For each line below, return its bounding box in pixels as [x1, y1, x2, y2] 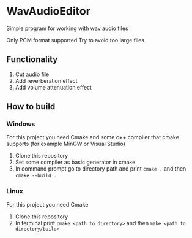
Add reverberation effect [15, 77, 78, 84]
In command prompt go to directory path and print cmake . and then [15, 165, 186, 172]
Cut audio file [15, 71, 50, 78]
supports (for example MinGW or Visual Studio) [6, 140, 125, 148]
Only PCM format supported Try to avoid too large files [6, 36, 145, 44]
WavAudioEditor [6, 4, 90, 18]
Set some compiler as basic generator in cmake [15, 158, 136, 166]
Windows [6, 120, 35, 128]
